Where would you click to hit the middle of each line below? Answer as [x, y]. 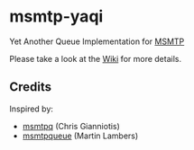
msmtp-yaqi [56, 17]
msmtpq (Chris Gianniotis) [71, 126]
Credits [31, 87]
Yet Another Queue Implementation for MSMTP [97, 41]
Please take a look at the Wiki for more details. [96, 58]
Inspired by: [32, 109]
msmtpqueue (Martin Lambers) [80, 136]
